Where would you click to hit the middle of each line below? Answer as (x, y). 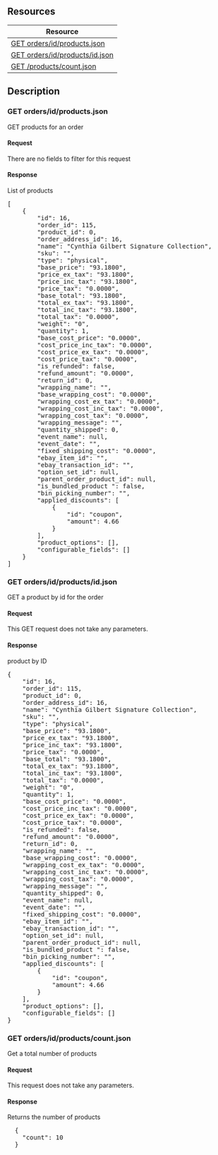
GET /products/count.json (54, 66)
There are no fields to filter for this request (69, 159)
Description (34, 91)
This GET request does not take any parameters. (78, 629)
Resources (31, 12)
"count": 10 (43, 1138)
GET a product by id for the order (55, 597)
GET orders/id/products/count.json (69, 1038)
